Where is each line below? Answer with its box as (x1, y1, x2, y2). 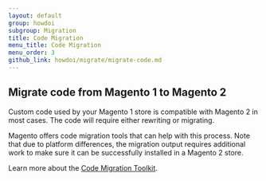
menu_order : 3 (8, 49, 56, 57)
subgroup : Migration (8, 26, 77, 34)
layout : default (8, 11, 62, 20)
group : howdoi (8, 19, 56, 27)
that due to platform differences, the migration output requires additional (8, 139, 246, 148)
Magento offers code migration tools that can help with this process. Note (8, 131, 251, 140)
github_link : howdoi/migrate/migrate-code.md (8, 57, 162, 65)
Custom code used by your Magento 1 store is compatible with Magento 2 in (8, 107, 259, 116)
